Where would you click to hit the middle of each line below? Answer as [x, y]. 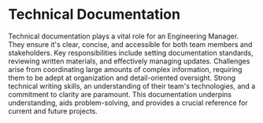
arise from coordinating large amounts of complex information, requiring [125, 69]
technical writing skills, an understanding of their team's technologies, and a [132, 86]
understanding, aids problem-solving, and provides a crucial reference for [128, 103]
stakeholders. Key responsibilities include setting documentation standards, [131, 52]
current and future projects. [53, 110]
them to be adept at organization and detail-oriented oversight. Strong [122, 78]
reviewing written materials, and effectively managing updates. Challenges [129, 61]
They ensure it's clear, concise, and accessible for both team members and [130, 44]
